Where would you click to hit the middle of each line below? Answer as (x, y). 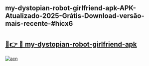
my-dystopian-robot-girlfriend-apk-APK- (71, 8)
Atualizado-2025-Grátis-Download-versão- (75, 16)
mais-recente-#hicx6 (39, 24)
